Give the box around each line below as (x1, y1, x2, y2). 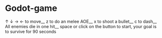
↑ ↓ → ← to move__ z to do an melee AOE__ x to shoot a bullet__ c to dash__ (5, 19, 157, 24)
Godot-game (5, 3, 58, 14)
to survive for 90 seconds (5, 28, 57, 34)
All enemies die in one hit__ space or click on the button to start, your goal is (5, 23, 157, 29)
